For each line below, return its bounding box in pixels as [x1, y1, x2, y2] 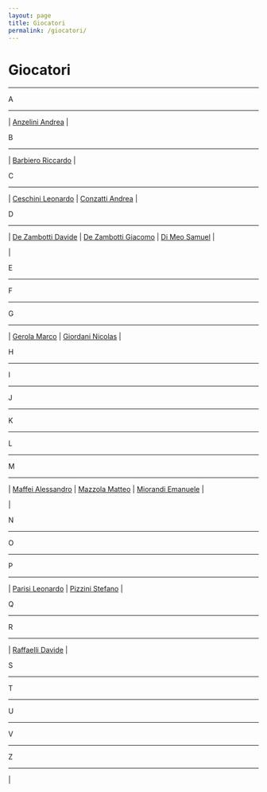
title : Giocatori [8, 19, 66, 27]
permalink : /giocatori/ [8, 26, 87, 34]
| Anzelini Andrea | [8, 117, 69, 127]
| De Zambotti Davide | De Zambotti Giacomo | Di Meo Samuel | [8, 232, 215, 242]
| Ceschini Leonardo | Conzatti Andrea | [8, 194, 138, 204]
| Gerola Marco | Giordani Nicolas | [8, 332, 122, 341]
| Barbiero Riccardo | [8, 156, 76, 166]
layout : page [8, 11, 52, 20]
